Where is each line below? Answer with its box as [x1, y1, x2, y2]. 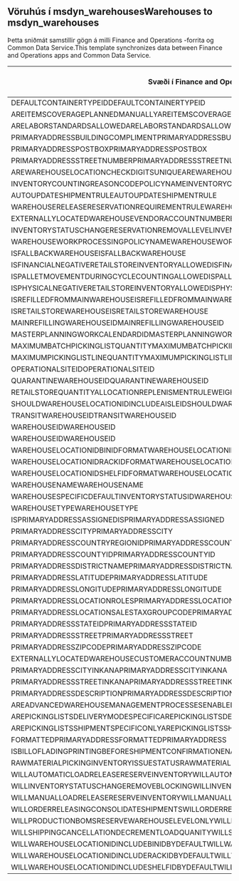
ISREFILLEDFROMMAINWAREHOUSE [11, 294, 135, 304]
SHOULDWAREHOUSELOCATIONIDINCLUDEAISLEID [11, 398, 187, 408]
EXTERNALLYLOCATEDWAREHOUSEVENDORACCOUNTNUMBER [11, 213, 230, 223]
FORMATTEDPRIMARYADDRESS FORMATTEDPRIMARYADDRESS [11, 734, 227, 744]
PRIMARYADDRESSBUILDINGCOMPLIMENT [11, 132, 158, 142]
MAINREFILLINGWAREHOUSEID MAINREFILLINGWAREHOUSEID [11, 317, 224, 327]
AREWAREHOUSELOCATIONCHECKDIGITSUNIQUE [11, 167, 182, 177]
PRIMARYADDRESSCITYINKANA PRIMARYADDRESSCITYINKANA [11, 665, 228, 675]
